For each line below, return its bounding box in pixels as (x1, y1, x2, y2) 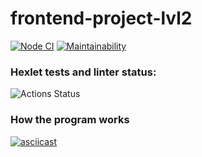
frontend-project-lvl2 (10, 7, 193, 30)
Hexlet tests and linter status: (10, 65, 157, 79)
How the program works (10, 113, 130, 127)
